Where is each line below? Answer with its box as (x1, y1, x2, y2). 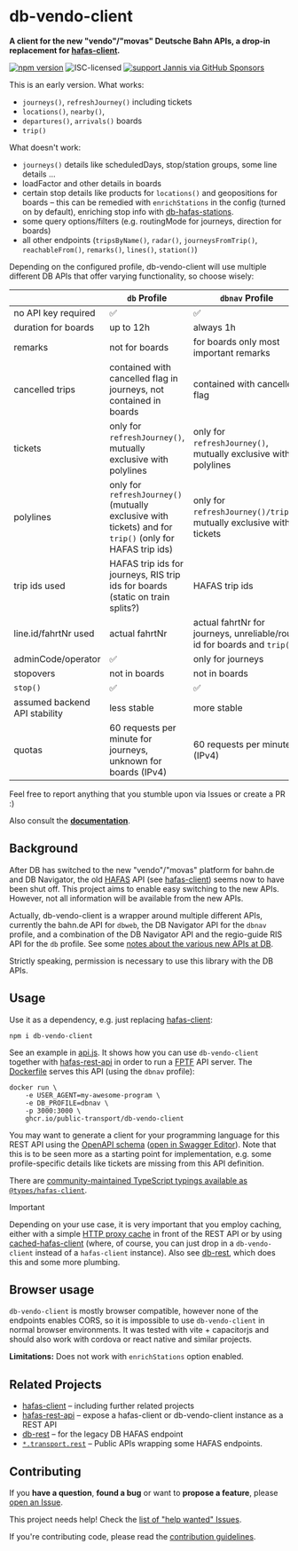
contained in (109, 394, 161, 406)
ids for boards (109, 579, 169, 592)
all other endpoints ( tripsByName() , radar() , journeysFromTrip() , (21, 234, 258, 245)
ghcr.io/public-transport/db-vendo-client (25, 1114, 184, 1123)
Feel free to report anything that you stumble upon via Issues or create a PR (9, 788, 286, 799)
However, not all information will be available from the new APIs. (9, 893, 244, 903)
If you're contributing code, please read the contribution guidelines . (9, 1531, 256, 1541)
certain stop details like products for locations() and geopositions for (21, 187, 278, 198)
